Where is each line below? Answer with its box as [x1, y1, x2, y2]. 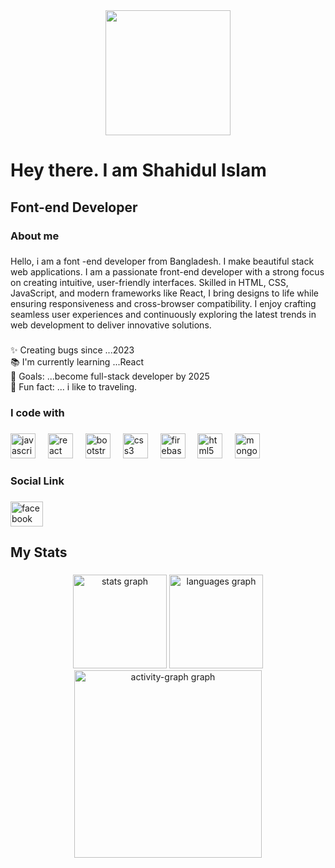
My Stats [10, 544, 68, 561]
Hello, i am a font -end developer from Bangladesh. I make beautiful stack [10, 255, 315, 268]
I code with [10, 406, 65, 420]
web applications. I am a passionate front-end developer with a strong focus [10, 266, 325, 278]
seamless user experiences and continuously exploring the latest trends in [10, 309, 317, 321]
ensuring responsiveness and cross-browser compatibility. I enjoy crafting [10, 298, 317, 310]
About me [10, 229, 60, 243]
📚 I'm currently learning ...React [10, 356, 145, 368]
